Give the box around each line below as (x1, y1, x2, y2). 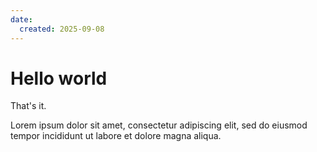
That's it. (10, 100, 47, 112)
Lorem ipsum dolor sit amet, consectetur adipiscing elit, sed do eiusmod (10, 119, 308, 131)
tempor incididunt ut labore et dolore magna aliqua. (10, 130, 222, 142)
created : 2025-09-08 (19, 24, 105, 34)
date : (10, 14, 33, 25)
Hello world (10, 67, 108, 90)
